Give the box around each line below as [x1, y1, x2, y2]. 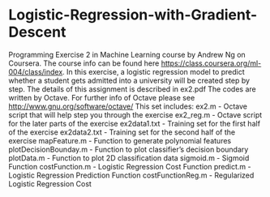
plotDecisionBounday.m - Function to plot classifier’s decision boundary [8, 144, 249, 154]
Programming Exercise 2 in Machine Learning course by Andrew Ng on [8, 49, 246, 59]
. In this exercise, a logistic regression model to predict [62, 66, 245, 76]
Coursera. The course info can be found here [8, 58, 160, 68]
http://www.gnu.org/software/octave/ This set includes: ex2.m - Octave [8, 101, 247, 111]
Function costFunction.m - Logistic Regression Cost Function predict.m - [8, 161, 251, 171]
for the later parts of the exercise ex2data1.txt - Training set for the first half [8, 118, 261, 128]
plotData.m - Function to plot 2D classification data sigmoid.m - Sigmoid [8, 152, 250, 163]
